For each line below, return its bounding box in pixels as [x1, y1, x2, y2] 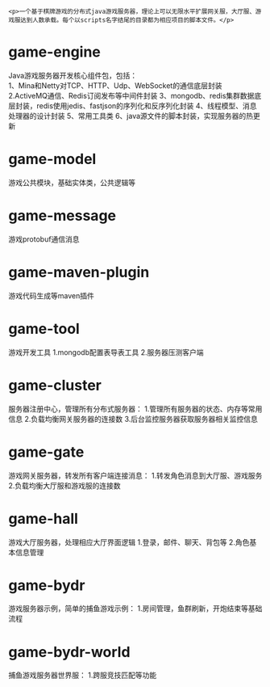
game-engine [8, 43, 101, 61]
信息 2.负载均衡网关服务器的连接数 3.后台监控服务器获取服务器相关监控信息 [8, 414, 258, 424]
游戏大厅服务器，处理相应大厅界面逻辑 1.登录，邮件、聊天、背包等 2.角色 [8, 537, 250, 547]
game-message [8, 207, 117, 225]
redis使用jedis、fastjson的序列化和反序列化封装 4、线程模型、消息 [35, 100, 257, 111]
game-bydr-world [8, 643, 131, 661]
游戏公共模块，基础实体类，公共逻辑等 [8, 177, 135, 188]
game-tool [8, 319, 81, 338]
